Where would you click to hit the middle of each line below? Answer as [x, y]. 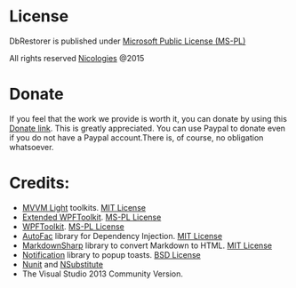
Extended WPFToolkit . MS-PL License [92, 217]
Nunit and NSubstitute [63, 264]
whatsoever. [32, 147]
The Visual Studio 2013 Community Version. [103, 274]
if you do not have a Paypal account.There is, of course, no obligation [136, 137]
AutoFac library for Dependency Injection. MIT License [122, 236]
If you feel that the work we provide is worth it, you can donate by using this [148, 118]
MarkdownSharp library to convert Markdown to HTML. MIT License [147, 245]
